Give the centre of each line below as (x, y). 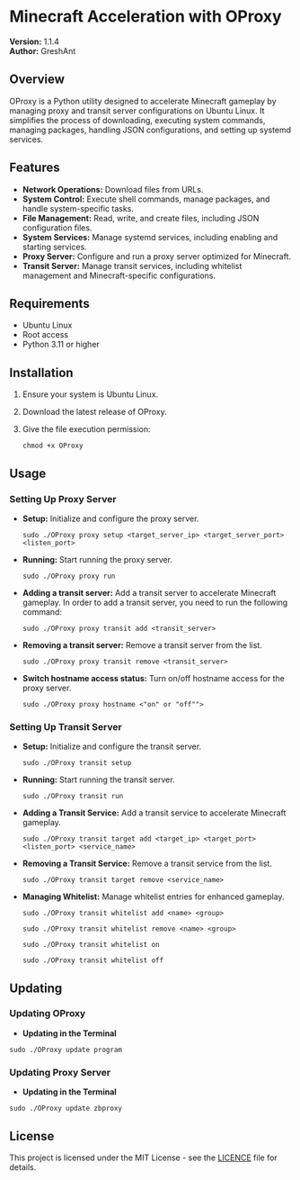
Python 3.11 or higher (61, 345)
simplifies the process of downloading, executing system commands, (137, 120)
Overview (37, 80)
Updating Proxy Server (60, 1072)
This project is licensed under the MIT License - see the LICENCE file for (144, 1157)
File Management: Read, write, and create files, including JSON (141, 218)
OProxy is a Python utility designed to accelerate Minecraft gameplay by (143, 101)
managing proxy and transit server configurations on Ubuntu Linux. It (137, 111)
